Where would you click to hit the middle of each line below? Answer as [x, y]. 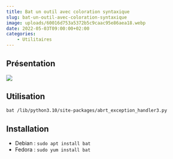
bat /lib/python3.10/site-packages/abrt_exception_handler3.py [87, 110]
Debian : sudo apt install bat [53, 143]
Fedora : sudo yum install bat [53, 149]
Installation [28, 129]
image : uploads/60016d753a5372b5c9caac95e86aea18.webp [76, 23]
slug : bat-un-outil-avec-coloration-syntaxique [67, 17]
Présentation [31, 64]
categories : [21, 34]
